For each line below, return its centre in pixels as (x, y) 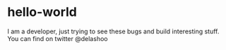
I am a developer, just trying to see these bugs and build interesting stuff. (113, 31)
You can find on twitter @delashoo (58, 38)
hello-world (42, 12)
